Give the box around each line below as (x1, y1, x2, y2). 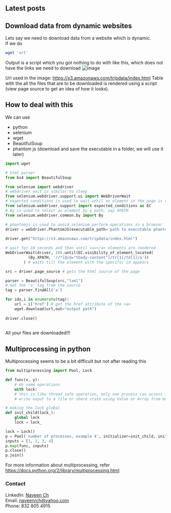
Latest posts (5, 4, 46, 13)
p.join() (5, 453, 24, 458)
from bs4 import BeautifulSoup (5, 175, 72, 180)
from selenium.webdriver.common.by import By (5, 213, 103, 218)
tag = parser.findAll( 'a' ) (5, 288, 63, 293)
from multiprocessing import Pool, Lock (5, 368, 93, 374)
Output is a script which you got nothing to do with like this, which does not (5, 60, 163, 66)
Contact (5, 480, 26, 487)
